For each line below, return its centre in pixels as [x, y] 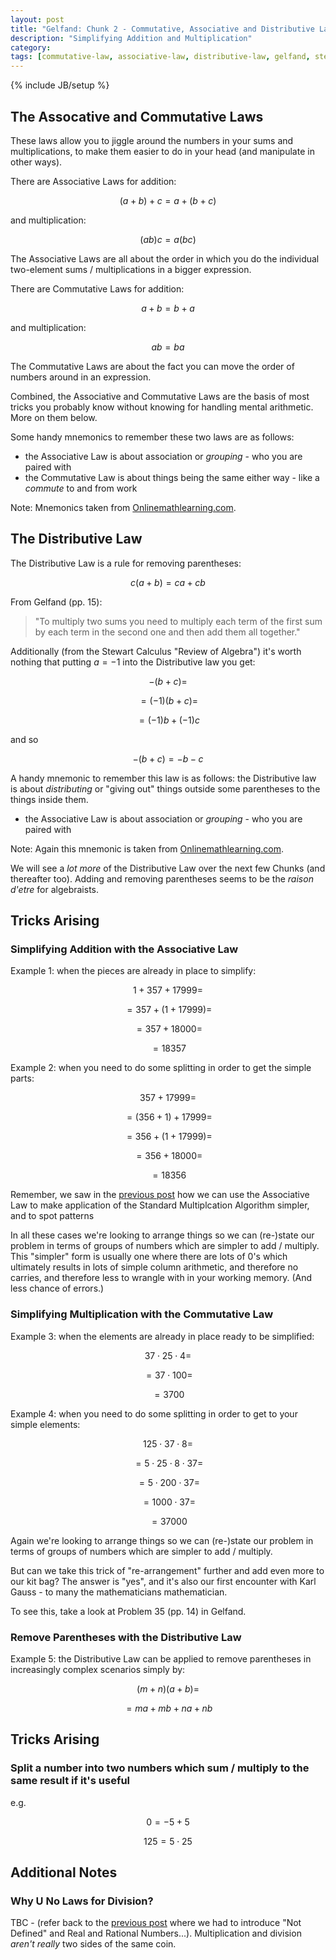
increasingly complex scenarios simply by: [98, 1670]
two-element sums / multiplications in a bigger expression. [131, 269]
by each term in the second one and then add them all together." [167, 632]
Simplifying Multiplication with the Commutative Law [142, 1314]
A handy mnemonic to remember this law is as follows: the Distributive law [163, 778]
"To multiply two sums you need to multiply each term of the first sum [178, 621]
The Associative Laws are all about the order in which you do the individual [165, 258]
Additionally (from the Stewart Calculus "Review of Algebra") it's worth [156, 651]
